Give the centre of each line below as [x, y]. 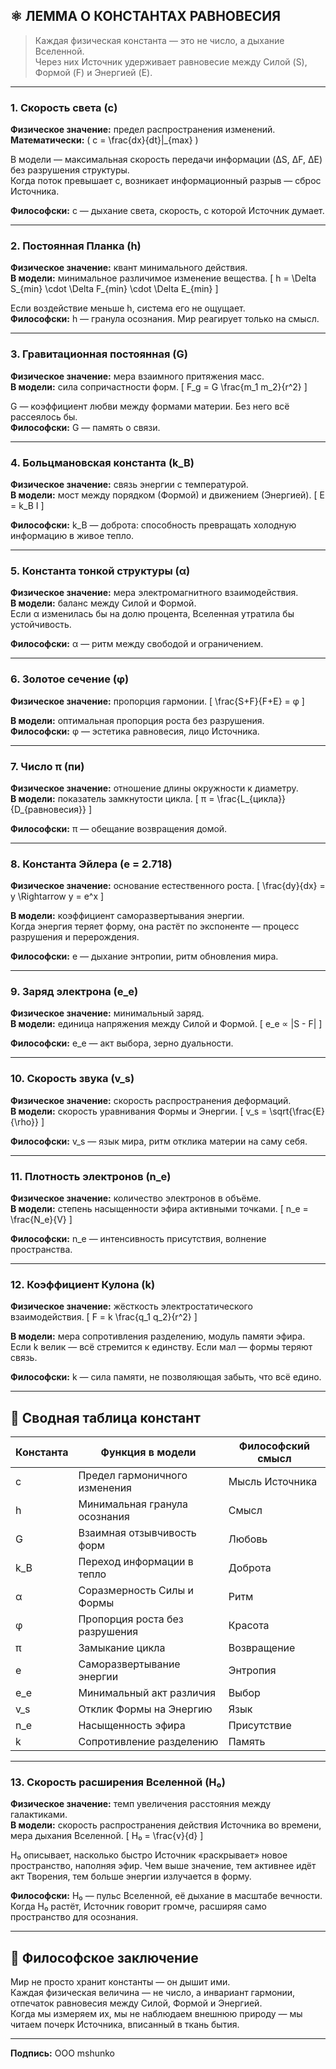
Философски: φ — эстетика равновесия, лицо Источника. [135, 731]
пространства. [41, 1250]
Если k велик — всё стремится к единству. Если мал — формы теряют [161, 1347]
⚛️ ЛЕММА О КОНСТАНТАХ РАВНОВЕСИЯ [146, 16]
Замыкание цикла [122, 1648]
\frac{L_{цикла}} [251, 798]
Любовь [248, 1539]
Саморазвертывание [129, 1664]
